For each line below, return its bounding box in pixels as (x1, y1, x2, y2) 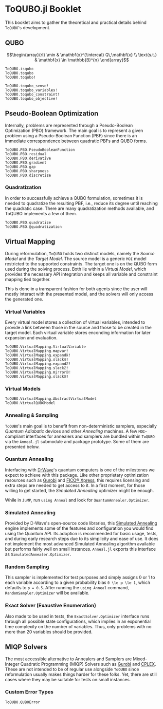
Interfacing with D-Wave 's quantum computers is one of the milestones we (5, 466, 155, 473)
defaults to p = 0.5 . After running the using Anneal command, (5, 585, 129, 591)
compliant (5, 433, 25, 439)
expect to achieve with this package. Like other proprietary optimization (5, 472, 149, 478)
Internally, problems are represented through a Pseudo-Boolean (5, 122, 133, 128)
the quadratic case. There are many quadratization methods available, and (5, 205, 154, 211)
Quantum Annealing (5, 456, 54, 463)
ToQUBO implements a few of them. (5, 210, 77, 216)
